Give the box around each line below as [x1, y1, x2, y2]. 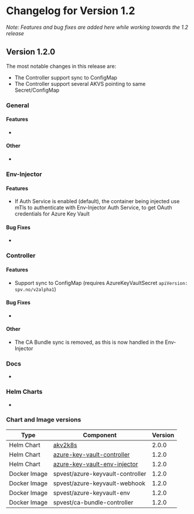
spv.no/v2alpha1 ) [14, 286, 57, 293]
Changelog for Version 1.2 [6, 4, 135, 18]
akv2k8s [53, 440, 77, 449]
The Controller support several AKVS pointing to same [14, 80, 146, 87]
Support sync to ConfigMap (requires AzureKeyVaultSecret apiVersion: [14, 279, 188, 286]
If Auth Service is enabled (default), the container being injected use [14, 198, 180, 205]
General [6, 101, 29, 110]
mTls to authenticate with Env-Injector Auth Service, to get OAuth [14, 204, 172, 211]
